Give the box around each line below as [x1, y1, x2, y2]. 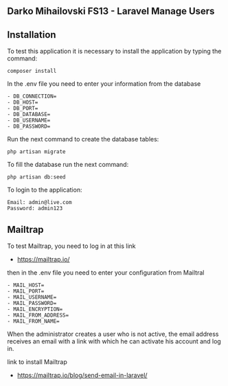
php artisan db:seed [7, 174, 67, 181]
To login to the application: [7, 185, 82, 194]
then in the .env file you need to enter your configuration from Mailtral [7, 269, 205, 277]
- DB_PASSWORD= [7, 123, 51, 130]
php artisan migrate [7, 148, 67, 155]
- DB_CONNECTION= [7, 93, 57, 100]
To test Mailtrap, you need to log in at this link [7, 242, 136, 250]
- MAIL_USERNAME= [7, 294, 57, 301]
